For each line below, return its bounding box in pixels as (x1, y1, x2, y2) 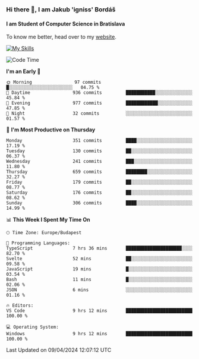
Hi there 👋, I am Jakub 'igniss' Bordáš (6, 5, 116, 14)
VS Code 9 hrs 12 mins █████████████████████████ (6, 308, 193, 314)
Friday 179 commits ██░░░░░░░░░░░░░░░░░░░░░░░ (6, 179, 193, 185)
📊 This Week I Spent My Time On (6, 216, 90, 223)
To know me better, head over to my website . (6, 33, 117, 40)
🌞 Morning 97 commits (6, 80, 102, 86)
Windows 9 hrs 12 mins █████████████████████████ (6, 331, 193, 337)
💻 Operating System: (6, 324, 59, 330)
